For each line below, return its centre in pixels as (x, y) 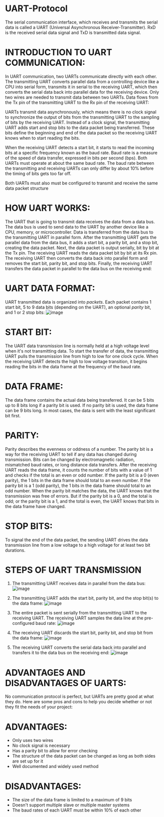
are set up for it (27, 761)
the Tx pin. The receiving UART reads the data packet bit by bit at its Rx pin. (81, 253)
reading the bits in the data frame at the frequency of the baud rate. (73, 366)
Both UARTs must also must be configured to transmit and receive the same (82, 183)
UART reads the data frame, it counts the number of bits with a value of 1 (79, 470)
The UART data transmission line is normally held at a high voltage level (77, 346)
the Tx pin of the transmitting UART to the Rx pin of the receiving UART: (77, 102)
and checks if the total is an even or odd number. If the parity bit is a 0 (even (82, 475)
